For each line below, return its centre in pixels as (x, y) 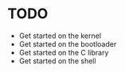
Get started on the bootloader (68, 44)
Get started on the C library (64, 52)
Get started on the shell (57, 61)
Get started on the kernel (60, 36)
